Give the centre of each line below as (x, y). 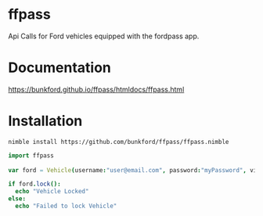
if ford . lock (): (34, 184)
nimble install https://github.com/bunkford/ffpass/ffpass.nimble (119, 142)
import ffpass (31, 155)
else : (17, 199)
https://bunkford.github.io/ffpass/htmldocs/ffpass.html (96, 89)
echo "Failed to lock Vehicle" (66, 206)
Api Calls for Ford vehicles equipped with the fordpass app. (104, 36)
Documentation (60, 68)
